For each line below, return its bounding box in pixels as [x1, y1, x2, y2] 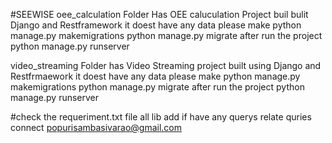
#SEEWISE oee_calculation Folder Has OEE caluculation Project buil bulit [10, 9, 309, 20]
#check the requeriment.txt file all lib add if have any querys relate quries [10, 111, 312, 123]
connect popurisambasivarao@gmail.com [10, 122, 182, 133]
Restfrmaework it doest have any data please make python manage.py [10, 70, 301, 82]
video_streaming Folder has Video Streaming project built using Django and [10, 60, 322, 71]
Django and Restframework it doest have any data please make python [10, 19, 302, 31]
